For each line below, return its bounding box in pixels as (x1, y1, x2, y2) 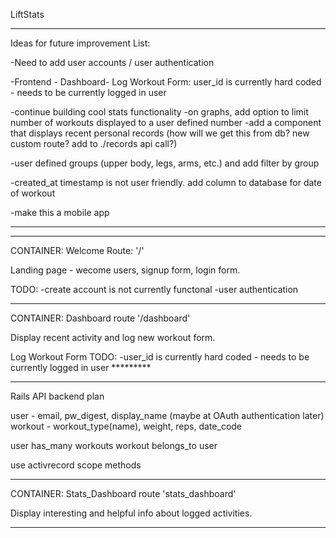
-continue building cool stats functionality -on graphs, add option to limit (10, 106, 309, 118)
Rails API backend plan (10, 390, 105, 402)
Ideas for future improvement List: (10, 37, 151, 49)
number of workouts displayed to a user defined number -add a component (10, 117, 322, 128)
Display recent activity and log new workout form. (10, 332, 216, 343)
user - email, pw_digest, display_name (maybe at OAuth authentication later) (10, 410, 325, 421)
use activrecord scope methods (10, 459, 142, 471)
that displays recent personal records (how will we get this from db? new (10, 127, 310, 139)
